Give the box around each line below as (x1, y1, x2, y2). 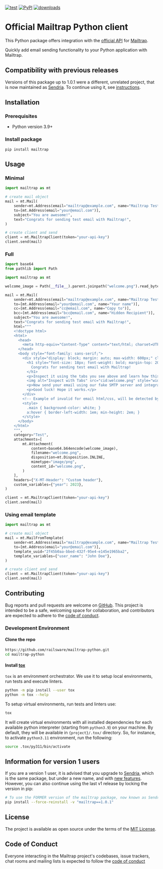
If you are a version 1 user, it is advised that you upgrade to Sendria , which (5, 771, 154, 776)
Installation (5, 98, 40, 107)
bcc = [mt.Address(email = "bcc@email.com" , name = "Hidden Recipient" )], (14, 311, 155, 315)
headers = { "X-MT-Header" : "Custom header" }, (14, 477, 103, 482)
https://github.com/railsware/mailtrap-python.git (5, 647, 110, 652)
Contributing (5, 590, 45, 598)
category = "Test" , (14, 432, 49, 437)
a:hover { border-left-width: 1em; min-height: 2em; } (26, 410, 140, 415)
